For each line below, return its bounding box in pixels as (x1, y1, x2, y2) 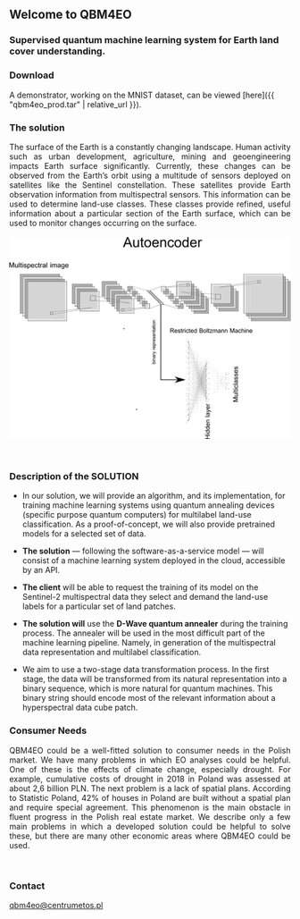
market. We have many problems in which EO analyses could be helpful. (9, 755, 291, 765)
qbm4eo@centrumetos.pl (9, 900, 104, 911)
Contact (9, 880, 46, 892)
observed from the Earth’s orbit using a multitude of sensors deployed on (9, 170, 291, 181)
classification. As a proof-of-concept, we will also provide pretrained (21, 519, 275, 530)
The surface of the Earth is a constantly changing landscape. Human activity (9, 141, 291, 152)
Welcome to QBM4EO (9, 7, 132, 22)
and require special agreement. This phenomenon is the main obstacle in (9, 802, 291, 813)
